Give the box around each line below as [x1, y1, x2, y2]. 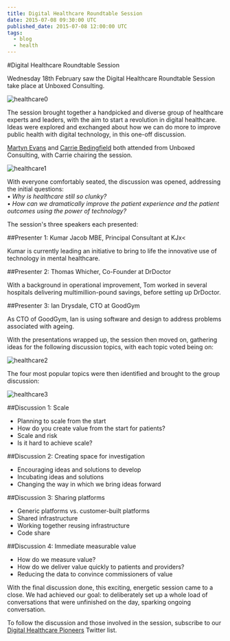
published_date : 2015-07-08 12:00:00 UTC [7, 23, 128, 30]
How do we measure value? [16, 556, 96, 563]
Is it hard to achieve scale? [16, 439, 93, 447]
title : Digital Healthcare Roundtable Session [7, 10, 143, 17]
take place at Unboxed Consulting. [7, 82, 105, 90]
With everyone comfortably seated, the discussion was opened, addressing [7, 178, 221, 186]
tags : [7, 29, 23, 36]
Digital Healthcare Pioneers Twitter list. [7, 626, 117, 634]
